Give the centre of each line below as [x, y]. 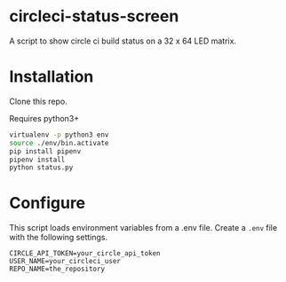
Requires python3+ [44, 118]
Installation [52, 77]
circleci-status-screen [94, 16]
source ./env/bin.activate [59, 143]
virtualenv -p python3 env [59, 135]
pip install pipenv [45, 151]
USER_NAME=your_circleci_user [65, 262]
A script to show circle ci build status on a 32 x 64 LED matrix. [123, 41]
